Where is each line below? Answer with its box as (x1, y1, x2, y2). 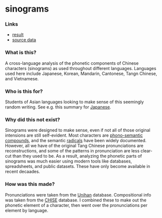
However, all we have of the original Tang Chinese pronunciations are (5, 143, 144, 149)
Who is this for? (5, 88, 43, 94)
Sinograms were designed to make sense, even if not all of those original (5, 127, 150, 133)
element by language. (5, 207, 49, 213)
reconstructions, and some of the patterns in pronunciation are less (5, 148, 140, 154)
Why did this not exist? (5, 116, 60, 123)
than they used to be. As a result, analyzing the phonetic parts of (12, 153, 142, 159)
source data (12, 37, 36, 43)
